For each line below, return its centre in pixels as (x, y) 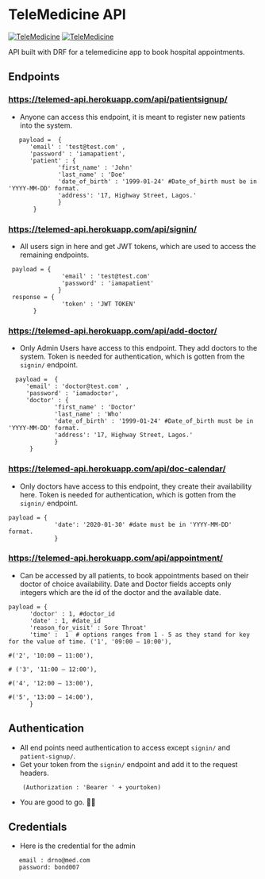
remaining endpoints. (54, 255)
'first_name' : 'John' (96, 167)
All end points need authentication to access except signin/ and (125, 747)
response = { (33, 297)
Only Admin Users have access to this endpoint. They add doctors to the (138, 348)
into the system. (46, 125)
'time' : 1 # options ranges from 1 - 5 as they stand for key (139, 635)
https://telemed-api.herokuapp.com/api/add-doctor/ (113, 331)
